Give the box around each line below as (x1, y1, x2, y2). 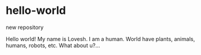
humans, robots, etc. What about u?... (5, 42, 100, 49)
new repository (5, 24, 44, 31)
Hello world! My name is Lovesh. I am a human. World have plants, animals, (5, 35, 196, 42)
